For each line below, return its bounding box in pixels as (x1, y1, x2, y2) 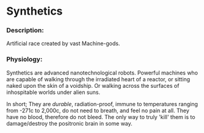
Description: (6, 26, 44, 35)
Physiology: (6, 55, 43, 63)
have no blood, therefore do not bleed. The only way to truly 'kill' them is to (6, 113, 195, 120)
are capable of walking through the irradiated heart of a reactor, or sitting (6, 75, 191, 83)
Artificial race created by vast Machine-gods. (6, 40, 120, 47)
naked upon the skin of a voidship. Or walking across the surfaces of (6, 82, 180, 89)
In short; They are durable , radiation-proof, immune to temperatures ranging (6, 100, 199, 107)
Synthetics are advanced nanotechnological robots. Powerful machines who (6, 69, 199, 76)
